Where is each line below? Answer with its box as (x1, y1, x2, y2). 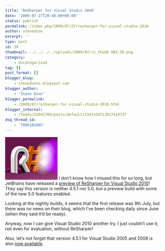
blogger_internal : (5, 107, 43, 112)
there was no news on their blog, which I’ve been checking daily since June (5, 206, 159, 211)
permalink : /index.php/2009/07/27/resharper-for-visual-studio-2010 (5, 24, 149, 29)
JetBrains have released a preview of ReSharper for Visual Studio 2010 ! (5, 180, 150, 186)
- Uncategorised (14, 60, 48, 65)
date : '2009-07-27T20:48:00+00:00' (5, 13, 78, 18)
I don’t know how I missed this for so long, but (58, 175, 152, 181)
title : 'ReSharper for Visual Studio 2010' (5, 8, 96, 13)
